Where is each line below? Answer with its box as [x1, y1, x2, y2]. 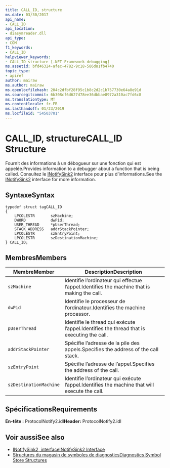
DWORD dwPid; [14, 218, 65, 223]
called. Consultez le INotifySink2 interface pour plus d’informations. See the [5, 171, 162, 177]
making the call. [64, 289, 102, 296]
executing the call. [64, 331, 108, 338]
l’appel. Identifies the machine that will [64, 381, 154, 389]
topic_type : [5, 69, 30, 74]
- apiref [5, 73, 24, 78]
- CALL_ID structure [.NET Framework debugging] [5, 59, 110, 64]
